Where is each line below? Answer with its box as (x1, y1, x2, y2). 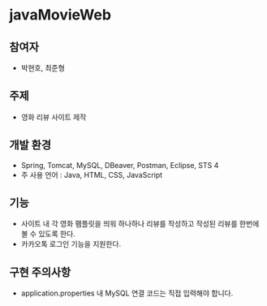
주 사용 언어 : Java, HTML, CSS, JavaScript (20, 170, 163, 179)
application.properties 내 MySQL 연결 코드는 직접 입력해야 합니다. (20, 288, 234, 298)
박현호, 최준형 (20, 63, 66, 72)
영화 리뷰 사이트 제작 (20, 112, 87, 122)
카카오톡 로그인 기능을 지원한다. (20, 239, 121, 249)
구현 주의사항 (9, 265, 71, 279)
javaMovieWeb (9, 6, 112, 24)
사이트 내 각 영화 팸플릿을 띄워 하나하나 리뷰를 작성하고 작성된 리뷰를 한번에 (20, 219, 260, 229)
